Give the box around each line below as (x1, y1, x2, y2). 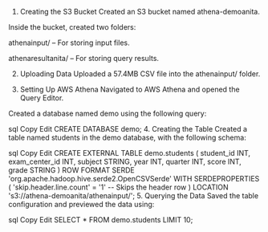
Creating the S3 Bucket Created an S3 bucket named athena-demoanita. (19, 7, 261, 16)
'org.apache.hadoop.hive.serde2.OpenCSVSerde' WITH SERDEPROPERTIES (8, 174, 260, 183)
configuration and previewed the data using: (8, 200, 155, 209)
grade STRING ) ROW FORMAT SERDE (8, 165, 135, 175)
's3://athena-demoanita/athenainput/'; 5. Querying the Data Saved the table (8, 191, 259, 200)
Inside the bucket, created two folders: (8, 22, 136, 31)
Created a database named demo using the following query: (8, 108, 207, 118)
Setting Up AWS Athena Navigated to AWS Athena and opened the (19, 84, 240, 94)
